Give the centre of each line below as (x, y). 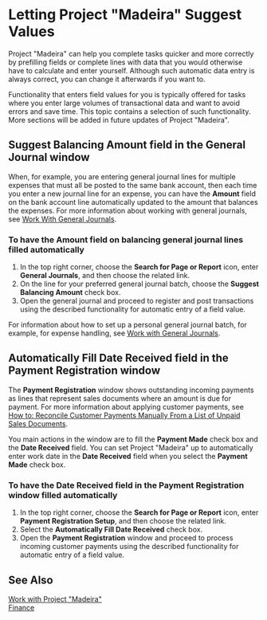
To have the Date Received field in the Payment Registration (126, 485)
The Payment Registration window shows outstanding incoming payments (131, 390)
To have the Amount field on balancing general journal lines (126, 239)
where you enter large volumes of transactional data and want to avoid (124, 103)
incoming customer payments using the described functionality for (129, 547)
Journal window (49, 157)
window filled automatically (63, 495)
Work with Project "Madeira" (55, 598)
